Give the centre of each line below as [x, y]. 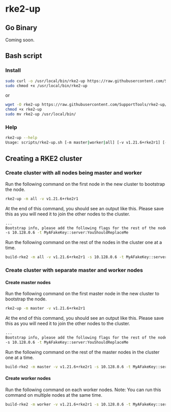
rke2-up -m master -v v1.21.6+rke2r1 [45, 309]
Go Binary [21, 28]
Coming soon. [20, 40]
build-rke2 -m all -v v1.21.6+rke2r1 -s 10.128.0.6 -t [65, 257]
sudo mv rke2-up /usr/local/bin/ [41, 114]
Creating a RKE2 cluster [44, 158]
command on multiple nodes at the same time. [54, 395]
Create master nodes [28, 282]
